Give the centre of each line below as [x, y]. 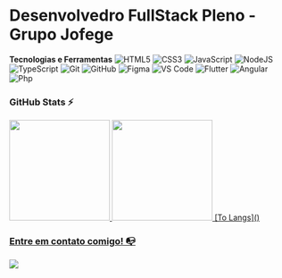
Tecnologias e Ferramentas [61, 59]
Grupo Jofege [62, 34]
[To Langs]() [237, 218]
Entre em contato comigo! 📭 [73, 241]
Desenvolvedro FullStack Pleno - [133, 16]
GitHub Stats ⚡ [41, 102]
